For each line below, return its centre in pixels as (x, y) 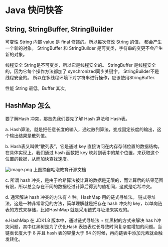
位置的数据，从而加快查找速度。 (38, 159)
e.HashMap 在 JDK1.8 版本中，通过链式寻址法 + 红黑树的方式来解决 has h (81, 220)
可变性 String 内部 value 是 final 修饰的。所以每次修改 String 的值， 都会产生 (83, 42)
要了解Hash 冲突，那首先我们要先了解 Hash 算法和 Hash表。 (68, 118)
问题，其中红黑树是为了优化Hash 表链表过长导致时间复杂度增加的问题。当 (86, 226)
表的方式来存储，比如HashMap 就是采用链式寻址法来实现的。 (68, 209)
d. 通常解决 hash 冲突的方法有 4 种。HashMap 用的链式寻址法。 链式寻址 (81, 197)
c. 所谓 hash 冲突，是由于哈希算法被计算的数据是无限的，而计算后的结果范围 (84, 180)
